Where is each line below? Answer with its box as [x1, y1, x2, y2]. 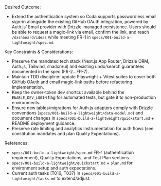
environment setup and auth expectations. [11, 165, 97, 171]
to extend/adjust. [56, 175, 91, 181]
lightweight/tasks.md [11, 176, 55, 181]
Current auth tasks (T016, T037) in [11, 170, 81, 176]
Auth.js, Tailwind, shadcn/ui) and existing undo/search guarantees [11, 63, 144, 69]
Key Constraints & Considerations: [4, 49, 73, 55]
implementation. [11, 84, 44, 90]
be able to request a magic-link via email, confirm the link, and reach [11, 29, 149, 35]
